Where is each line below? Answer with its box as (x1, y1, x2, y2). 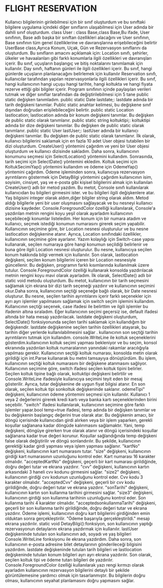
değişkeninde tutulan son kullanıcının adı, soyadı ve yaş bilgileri (5, 531, 132, 537)
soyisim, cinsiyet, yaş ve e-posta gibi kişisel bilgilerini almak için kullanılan (5, 179, 153, 185)
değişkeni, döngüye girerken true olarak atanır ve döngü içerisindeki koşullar (5, 427, 158, 433)
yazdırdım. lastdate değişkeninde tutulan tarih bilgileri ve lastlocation (5, 546, 142, 552)
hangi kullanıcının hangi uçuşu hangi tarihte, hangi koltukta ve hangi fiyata (5, 81, 153, 87)
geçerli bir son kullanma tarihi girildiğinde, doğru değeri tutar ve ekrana (5, 505, 147, 511)
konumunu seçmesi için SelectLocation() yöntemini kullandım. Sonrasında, (5, 153, 154, 159)
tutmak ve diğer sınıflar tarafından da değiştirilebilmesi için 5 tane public (5, 91, 149, 97)
